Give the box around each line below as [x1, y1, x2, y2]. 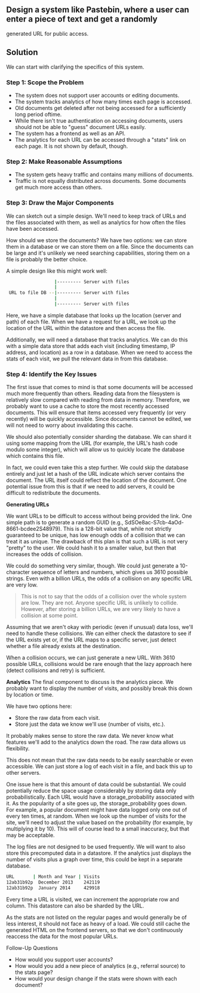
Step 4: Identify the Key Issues [6, 370, 97, 378]
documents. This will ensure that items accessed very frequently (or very [6, 409, 186, 416]
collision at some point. [20, 612, 78, 619]
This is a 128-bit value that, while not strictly [63, 525, 172, 533]
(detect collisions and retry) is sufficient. [6, 667, 106, 674]
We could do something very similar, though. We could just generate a [6, 562, 179, 570]
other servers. [6, 769, 41, 777]
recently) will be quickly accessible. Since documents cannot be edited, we [6, 415, 192, 423]
